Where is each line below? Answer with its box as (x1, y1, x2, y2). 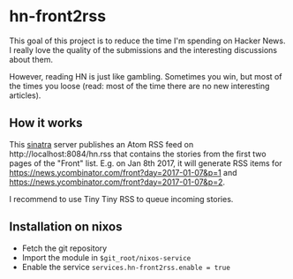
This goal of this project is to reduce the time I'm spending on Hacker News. (9, 35, 286, 46)
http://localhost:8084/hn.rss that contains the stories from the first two (9, 148, 267, 159)
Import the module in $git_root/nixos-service (21, 252, 192, 262)
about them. (9, 54, 53, 64)
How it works (9, 116, 83, 131)
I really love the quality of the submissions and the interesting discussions (9, 44, 278, 55)
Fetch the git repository (21, 243, 108, 253)
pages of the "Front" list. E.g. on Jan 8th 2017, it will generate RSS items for (9, 157, 282, 169)
